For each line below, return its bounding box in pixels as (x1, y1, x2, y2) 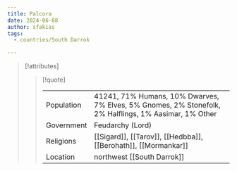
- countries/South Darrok (13, 37, 90, 44)
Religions (45, 137, 76, 146)
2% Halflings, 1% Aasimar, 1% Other (94, 109, 217, 119)
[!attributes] (24, 62, 59, 70)
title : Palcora (7, 10, 52, 18)
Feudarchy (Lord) (94, 120, 152, 130)
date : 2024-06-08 (7, 17, 59, 24)
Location (45, 152, 75, 162)
